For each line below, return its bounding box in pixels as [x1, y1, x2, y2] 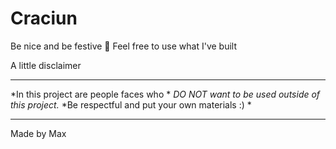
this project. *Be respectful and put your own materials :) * [10, 98, 252, 111]
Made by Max [10, 127, 67, 139]
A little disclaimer [10, 59, 82, 71]
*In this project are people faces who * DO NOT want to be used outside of [10, 88, 321, 100]
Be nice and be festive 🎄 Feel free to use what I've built [10, 40, 238, 52]
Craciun [10, 7, 78, 30]
